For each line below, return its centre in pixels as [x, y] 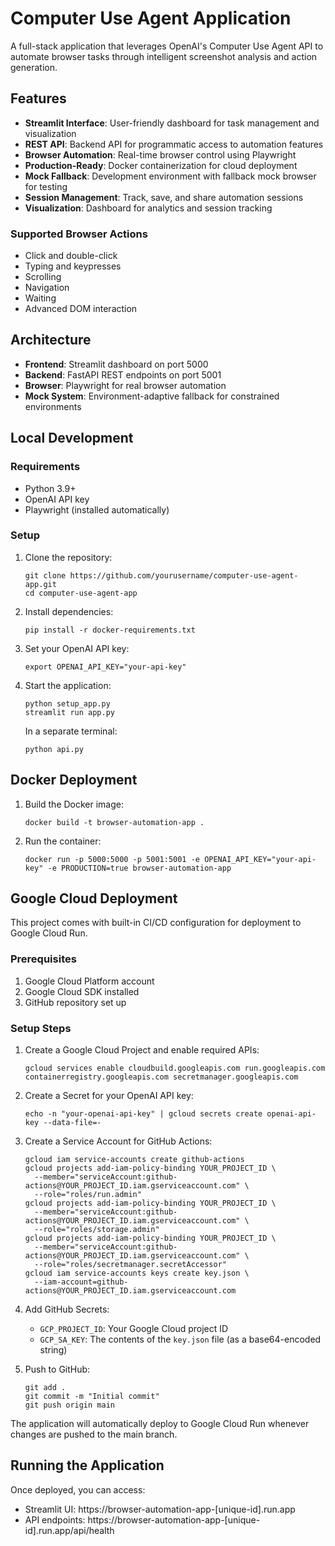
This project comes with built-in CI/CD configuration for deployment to [156, 923]
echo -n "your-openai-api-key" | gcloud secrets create [143, 1114]
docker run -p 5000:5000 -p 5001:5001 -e [112, 859]
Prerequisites [43, 959]
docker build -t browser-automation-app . [114, 822]
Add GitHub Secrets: [67, 1309]
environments [53, 406]
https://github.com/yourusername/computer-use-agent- [184, 575]
